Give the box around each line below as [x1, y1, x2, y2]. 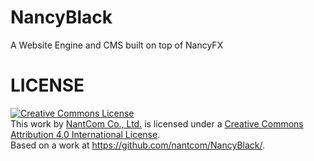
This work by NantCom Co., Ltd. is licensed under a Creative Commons [10, 117, 304, 130]
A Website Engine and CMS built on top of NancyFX [10, 39, 224, 51]
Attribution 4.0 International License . [10, 128, 161, 140]
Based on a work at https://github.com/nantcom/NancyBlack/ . [10, 139, 266, 151]
